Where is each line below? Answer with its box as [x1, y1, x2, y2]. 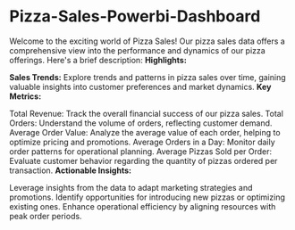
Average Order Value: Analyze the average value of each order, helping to [9, 127, 281, 137]
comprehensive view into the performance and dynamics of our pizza [9, 45, 265, 55]
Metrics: [9, 91, 42, 102]
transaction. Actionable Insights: [9, 165, 132, 176]
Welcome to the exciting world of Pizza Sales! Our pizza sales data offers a [9, 36, 286, 46]
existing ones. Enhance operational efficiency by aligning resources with [9, 201, 276, 211]
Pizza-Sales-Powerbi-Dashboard [9, 6, 261, 27]
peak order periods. [9, 210, 82, 221]
